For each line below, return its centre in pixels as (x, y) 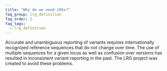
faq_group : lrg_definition (33, 14)
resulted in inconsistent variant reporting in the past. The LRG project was (81, 58)
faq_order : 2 (19, 19)
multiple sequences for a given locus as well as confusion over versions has (84, 53)
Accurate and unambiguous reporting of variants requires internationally (80, 42)
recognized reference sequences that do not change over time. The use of (82, 48)
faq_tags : (16, 24)
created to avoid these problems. (39, 64)
